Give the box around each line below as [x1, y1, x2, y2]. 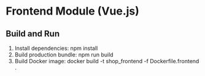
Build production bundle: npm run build [14, 51, 114, 58]
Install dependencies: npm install [14, 44, 98, 52]
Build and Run [6, 29, 60, 39]
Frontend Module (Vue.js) [6, 4, 139, 18]
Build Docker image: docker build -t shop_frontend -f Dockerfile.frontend [14, 58, 199, 64]
